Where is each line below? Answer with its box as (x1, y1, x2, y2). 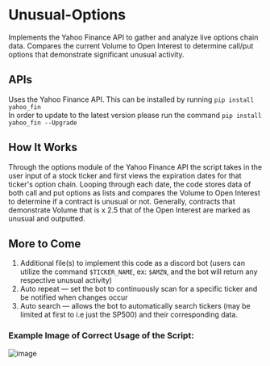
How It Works (8, 141, 78, 154)
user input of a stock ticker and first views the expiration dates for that (8, 170, 242, 180)
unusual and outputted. (8, 213, 86, 223)
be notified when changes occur (19, 292, 128, 302)
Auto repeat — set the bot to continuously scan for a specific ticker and (19, 284, 258, 294)
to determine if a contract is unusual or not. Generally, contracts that (8, 196, 235, 206)
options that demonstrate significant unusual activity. (8, 49, 185, 59)
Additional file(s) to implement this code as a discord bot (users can (19, 259, 246, 268)
